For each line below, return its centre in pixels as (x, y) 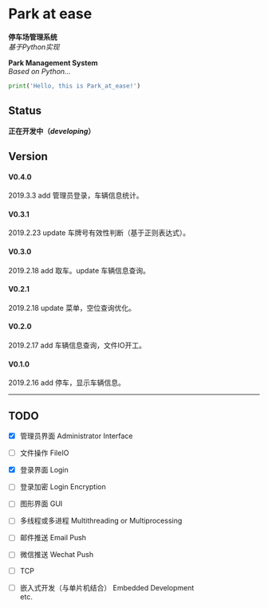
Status (25, 111)
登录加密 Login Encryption (63, 487)
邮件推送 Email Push (53, 538)
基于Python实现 (34, 47)
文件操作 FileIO (44, 453)
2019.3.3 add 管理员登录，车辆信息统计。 (76, 195)
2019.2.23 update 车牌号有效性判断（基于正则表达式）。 (99, 233)
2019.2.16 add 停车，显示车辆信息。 (67, 382)
